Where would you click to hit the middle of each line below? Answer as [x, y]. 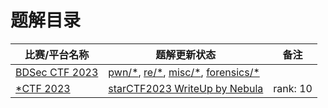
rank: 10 [293, 88]
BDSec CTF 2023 [57, 72]
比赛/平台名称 [57, 54]
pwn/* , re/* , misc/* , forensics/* [184, 72]
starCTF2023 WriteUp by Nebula [186, 88]
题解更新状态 [186, 54]
